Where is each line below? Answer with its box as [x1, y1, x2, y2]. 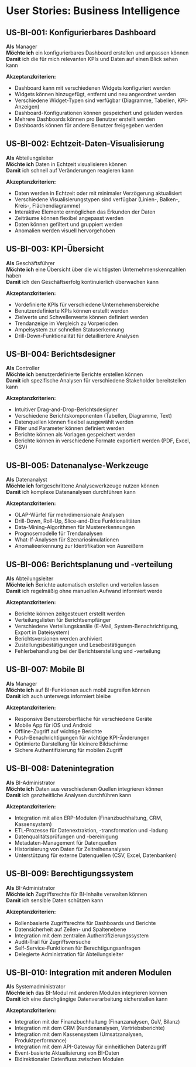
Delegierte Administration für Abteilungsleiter [14, 950, 124, 957]
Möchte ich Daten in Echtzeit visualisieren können [6, 160, 127, 168]
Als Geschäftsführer [6, 259, 55, 266]
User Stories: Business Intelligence [6, 4, 180, 18]
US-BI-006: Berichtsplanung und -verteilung [6, 559, 173, 570]
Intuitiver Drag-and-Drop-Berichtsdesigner [14, 406, 118, 413]
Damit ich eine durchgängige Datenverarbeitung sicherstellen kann [6, 995, 168, 1002]
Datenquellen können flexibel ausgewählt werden [14, 418, 134, 426]
